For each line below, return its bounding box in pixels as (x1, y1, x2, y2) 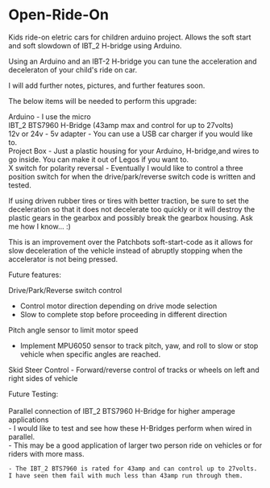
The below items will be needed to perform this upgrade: (8, 96, 197, 105)
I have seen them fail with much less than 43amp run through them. (8, 471, 243, 480)
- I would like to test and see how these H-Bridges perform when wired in (8, 423, 252, 432)
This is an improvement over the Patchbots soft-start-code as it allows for (8, 237, 254, 246)
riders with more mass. (8, 449, 85, 458)
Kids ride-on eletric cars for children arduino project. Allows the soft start (8, 32, 251, 42)
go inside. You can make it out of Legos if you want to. (8, 155, 189, 164)
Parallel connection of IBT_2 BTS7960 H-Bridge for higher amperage (8, 406, 236, 416)
